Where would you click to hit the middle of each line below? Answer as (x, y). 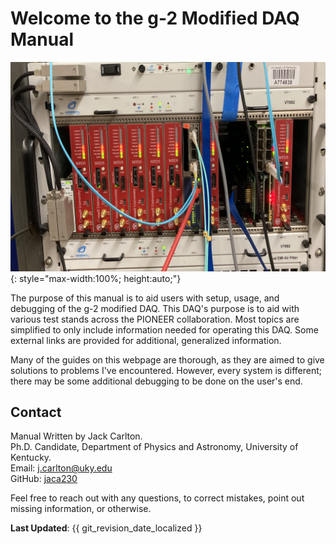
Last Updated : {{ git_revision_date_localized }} (106, 528)
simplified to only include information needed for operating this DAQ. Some (164, 329)
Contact (36, 412)
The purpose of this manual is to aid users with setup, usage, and (145, 298)
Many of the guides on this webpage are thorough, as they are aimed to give (167, 359)
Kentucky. (31, 458)
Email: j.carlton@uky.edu (61, 468)
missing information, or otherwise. (81, 509)
